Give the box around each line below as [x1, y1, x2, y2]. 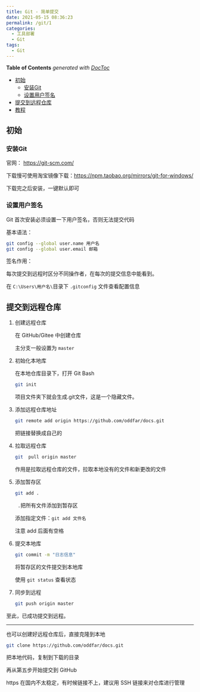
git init [14, 382, 37, 388]
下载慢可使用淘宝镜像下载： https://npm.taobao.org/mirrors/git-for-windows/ [6, 172, 193, 179]
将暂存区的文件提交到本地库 [14, 563, 83, 570]
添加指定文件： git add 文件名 [14, 514, 86, 521]
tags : [6, 42, 20, 48]
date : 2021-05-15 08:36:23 [6, 14, 73, 20]
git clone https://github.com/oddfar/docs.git [6, 642, 124, 648]
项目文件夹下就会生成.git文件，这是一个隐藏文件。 [14, 393, 138, 401]
